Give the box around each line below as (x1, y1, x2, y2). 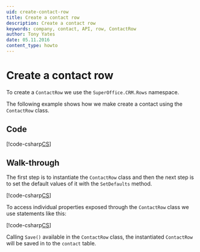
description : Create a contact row (6, 20, 96, 26)
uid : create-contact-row (6, 8, 69, 15)
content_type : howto (6, 43, 59, 49)
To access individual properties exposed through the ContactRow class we (6, 204, 189, 211)
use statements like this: (6, 210, 66, 218)
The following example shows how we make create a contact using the (6, 100, 183, 108)
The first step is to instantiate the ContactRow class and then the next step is (6, 173, 195, 181)
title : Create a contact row (6, 15, 80, 21)
